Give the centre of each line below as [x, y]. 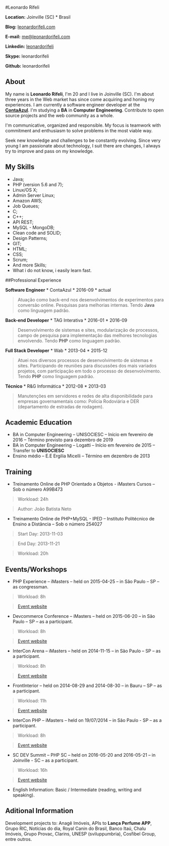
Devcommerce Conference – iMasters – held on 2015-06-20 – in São [84, 616]
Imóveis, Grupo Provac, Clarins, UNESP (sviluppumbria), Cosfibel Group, [81, 834]
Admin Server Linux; [34, 195]
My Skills [20, 167]
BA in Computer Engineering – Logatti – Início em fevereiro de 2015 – [84, 445]
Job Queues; [26, 206]
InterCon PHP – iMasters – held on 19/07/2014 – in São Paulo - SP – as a [87, 720]
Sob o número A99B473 [38, 490]
